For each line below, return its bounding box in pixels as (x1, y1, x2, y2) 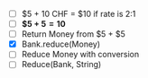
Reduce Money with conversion (21, 49, 140, 60)
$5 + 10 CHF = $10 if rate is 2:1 (21, 9, 136, 19)
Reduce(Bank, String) (21, 59, 102, 70)
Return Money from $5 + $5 (21, 29, 125, 39)
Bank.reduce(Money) (21, 39, 101, 49)
